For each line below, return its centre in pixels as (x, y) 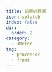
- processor (26, 55)
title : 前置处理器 (26, 11)
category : (18, 38)
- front (21, 60)
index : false (22, 22)
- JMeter (22, 44)
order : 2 (22, 33)
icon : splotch (23, 17)
